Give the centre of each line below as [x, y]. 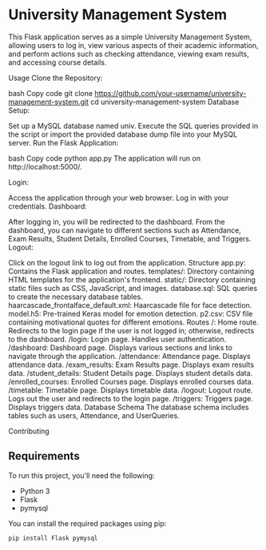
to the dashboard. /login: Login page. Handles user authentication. [117, 339]
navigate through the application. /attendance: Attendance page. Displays [129, 356]
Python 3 [35, 491]
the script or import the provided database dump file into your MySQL [123, 134]
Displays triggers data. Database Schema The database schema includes [129, 407]
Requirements [44, 456]
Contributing [29, 431]
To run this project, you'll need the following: [81, 475]
